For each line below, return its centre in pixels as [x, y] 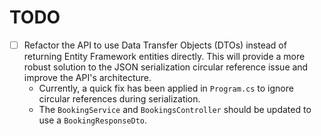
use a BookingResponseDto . [93, 120]
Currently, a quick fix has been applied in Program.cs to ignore [166, 88]
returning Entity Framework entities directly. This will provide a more [164, 56]
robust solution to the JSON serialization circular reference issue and [166, 67]
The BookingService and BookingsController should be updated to [175, 109]
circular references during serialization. [119, 99]
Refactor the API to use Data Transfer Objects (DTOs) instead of [155, 45]
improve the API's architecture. [87, 77]
